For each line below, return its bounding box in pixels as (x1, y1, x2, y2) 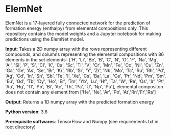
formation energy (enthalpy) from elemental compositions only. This (5, 25, 148, 31)
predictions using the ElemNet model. (5, 36, 84, 42)
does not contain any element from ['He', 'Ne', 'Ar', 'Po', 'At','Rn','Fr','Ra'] (5, 89, 156, 95)
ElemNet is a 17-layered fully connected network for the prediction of (5, 20, 151, 26)
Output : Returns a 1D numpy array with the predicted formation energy (5, 98, 154, 105)
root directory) (5, 124, 36, 130)
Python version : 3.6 (5, 109, 48, 115)
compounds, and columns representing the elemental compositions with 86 (5, 51, 164, 57)
